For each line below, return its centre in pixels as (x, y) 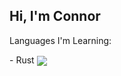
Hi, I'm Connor (55, 16)
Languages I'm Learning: (60, 40)
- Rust (22, 60)
